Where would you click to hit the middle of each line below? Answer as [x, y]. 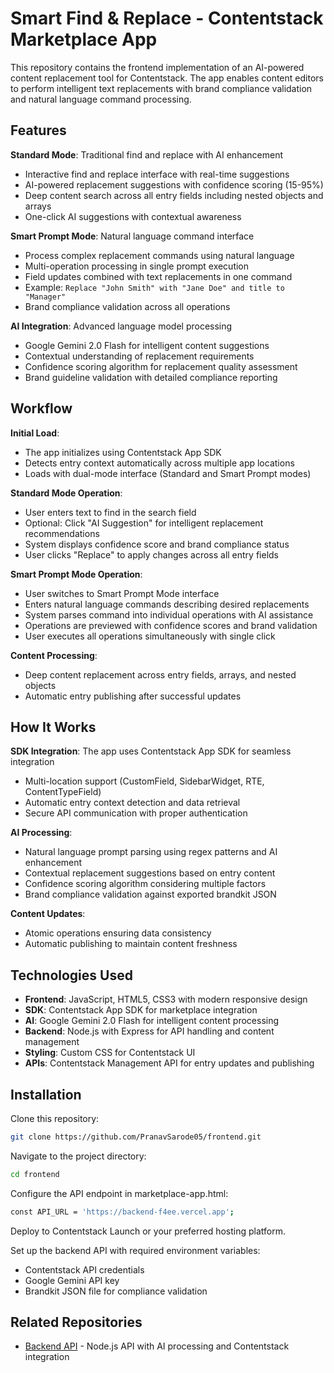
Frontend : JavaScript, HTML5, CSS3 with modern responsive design [166, 999]
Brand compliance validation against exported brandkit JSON [150, 894]
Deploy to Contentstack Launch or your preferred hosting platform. [148, 1231]
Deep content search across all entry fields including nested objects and [174, 195]
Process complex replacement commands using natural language [159, 255]
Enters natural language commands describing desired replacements [167, 604]
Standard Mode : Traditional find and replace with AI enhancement [146, 154]
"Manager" [45, 297]
